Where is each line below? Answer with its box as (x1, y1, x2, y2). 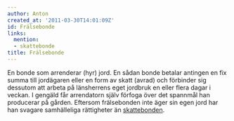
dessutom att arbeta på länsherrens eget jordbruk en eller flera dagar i (7, 83, 212, 92)
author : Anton (7, 10, 49, 17)
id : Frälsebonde (7, 23, 55, 30)
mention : (13, 36, 39, 43)
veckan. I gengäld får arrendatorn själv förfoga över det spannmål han (7, 90, 211, 99)
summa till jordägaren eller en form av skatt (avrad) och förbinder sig (7, 76, 207, 84)
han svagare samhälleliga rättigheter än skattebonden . (7, 106, 165, 114)
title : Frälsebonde (7, 50, 65, 57)
